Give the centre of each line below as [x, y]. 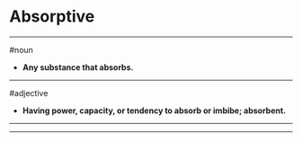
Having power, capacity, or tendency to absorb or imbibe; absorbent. [154, 111]
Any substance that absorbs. [78, 67]
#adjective [29, 93]
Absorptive [52, 17]
